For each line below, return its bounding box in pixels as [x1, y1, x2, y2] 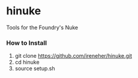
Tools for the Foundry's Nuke [6, 24, 79, 31]
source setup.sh [14, 65, 55, 72]
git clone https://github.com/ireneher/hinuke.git [14, 52, 133, 60]
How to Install [6, 39, 47, 47]
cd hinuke [14, 58, 40, 66]
